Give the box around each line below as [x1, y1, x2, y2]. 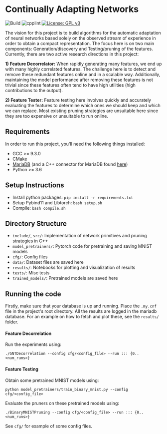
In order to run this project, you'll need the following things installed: [5, 141, 146, 147]
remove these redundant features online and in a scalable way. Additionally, [5, 71, 161, 77]
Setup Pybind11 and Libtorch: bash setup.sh [12, 199, 103, 206]
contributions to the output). [5, 87, 63, 93]
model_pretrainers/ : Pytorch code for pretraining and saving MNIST [12, 243, 153, 249]
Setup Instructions [5, 181, 64, 190]
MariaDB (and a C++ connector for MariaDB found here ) [12, 161, 128, 167]
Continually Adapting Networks [5, 4, 139, 15]
